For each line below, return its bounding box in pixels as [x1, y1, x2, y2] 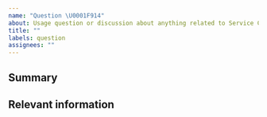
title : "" [8, 26, 41, 34]
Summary [8, 71, 58, 84]
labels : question [8, 33, 66, 42]
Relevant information [8, 97, 115, 111]
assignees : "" [8, 41, 56, 49]
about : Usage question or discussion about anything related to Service [8, 19, 254, 27]
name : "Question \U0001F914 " [8, 11, 105, 20]
